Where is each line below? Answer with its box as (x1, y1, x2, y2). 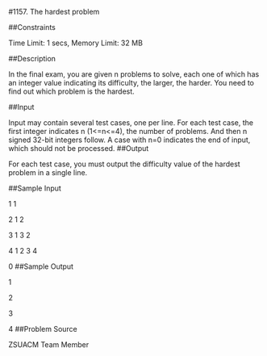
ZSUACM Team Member (8, 340, 90, 350)
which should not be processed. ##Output (8, 144, 149, 153)
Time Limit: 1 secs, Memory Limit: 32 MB (8, 38, 144, 48)
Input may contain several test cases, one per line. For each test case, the (8, 118, 254, 128)
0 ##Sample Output (8, 262, 74, 271)
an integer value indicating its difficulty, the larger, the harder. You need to (8, 78, 254, 87)
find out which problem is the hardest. (8, 86, 135, 96)
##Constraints (8, 23, 56, 31)
